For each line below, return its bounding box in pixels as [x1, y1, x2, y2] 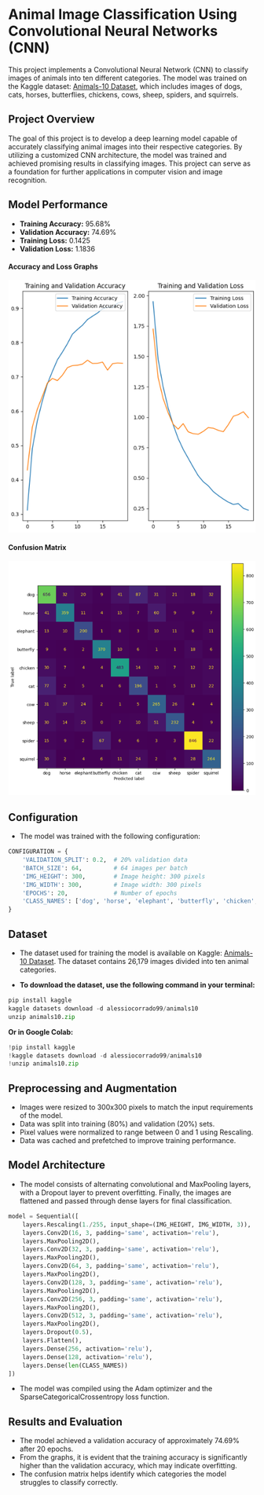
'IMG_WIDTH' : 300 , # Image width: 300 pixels [22, 881, 202, 889]
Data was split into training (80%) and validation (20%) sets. [19, 1119, 215, 1129]
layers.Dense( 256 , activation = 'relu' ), [22, 1345, 153, 1353]
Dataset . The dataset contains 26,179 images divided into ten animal [28, 957, 249, 966]
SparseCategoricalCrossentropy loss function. [19, 1392, 170, 1402]
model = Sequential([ [8, 1212, 79, 1220]
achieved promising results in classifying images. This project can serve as [8, 159, 251, 168]
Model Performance [8, 198, 108, 211]
